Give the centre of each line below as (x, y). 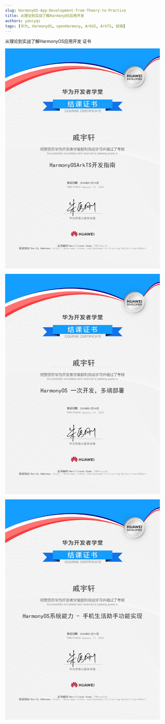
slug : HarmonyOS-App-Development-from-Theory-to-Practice (66, 10)
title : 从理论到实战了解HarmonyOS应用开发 (45, 16)
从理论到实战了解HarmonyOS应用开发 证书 (48, 41)
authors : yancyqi (23, 21)
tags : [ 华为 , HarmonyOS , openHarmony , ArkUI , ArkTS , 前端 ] (65, 26)
